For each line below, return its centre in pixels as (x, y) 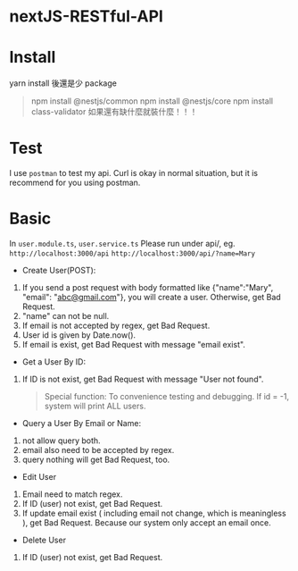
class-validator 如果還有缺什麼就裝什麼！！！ (114, 112)
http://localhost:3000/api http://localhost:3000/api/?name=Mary (132, 254)
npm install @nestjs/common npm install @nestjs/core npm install (152, 101)
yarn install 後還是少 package (63, 83)
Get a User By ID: (54, 362)
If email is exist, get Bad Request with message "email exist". (133, 344)
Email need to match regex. (72, 494)
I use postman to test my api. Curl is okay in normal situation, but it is (134, 173)
